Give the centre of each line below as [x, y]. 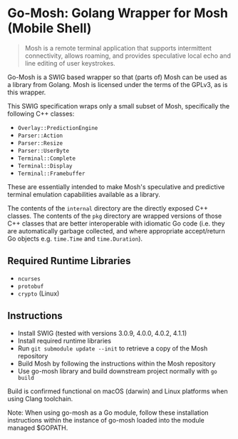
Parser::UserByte [43, 151]
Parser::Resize [40, 143]
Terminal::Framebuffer [51, 173]
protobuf [31, 286]
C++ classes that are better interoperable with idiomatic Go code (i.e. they [116, 223]
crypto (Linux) [38, 293]
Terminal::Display [45, 166]
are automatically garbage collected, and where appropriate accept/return [117, 231]
